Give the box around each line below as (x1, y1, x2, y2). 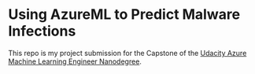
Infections (8, 22, 76, 40)
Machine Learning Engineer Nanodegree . (8, 57, 142, 66)
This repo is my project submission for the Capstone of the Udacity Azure (8, 48, 247, 57)
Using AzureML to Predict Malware (8, 6, 241, 24)
